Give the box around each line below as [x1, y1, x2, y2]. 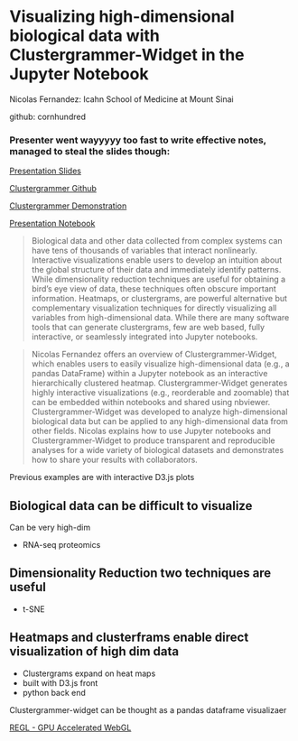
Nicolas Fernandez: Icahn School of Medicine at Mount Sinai [9, 93, 234, 105]
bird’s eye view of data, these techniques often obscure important [31, 283, 277, 294]
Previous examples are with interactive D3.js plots [9, 472, 195, 483]
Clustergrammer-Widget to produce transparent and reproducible [31, 435, 275, 446]
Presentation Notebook [9, 218, 96, 229]
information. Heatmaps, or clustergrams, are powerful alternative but [31, 293, 287, 304]
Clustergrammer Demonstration [9, 200, 127, 211]
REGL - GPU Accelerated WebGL [9, 722, 132, 733]
